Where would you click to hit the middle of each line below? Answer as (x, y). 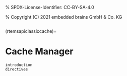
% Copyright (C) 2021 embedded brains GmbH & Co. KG (64, 17)
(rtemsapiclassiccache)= (31, 31)
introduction (19, 65)
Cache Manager (39, 52)
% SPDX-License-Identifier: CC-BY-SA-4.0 (50, 7)
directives (17, 69)
